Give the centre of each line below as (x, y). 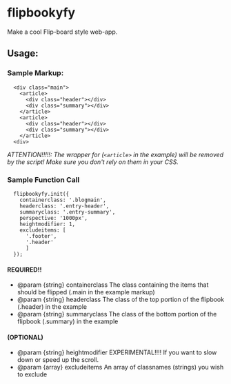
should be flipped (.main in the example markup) (86, 292)
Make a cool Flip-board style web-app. (62, 32)
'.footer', (41, 236)
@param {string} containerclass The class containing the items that (113, 285)
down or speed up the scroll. (58, 360)
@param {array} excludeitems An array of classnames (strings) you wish (120, 367)
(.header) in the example (52, 307)
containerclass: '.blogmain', (63, 200)
